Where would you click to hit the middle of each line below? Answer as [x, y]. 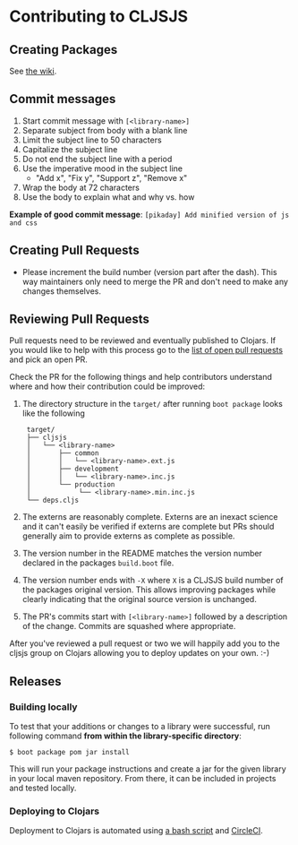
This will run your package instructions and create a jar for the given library [148, 769]
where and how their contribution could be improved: [107, 386]
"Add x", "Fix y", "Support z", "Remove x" [111, 177]
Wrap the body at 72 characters [81, 187]
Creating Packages [64, 50]
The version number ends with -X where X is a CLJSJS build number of [153, 581]
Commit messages [63, 99]
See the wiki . [33, 71]
